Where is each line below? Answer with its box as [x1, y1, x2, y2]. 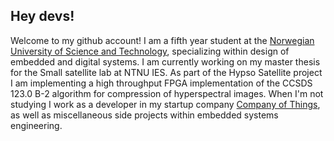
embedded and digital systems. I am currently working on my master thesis [10, 55, 321, 68]
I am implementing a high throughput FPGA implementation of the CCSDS [10, 77, 313, 89]
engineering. [10, 119, 63, 131]
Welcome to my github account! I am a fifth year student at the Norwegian [10, 34, 315, 46]
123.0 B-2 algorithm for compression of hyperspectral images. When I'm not [10, 87, 324, 99]
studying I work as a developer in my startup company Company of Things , [10, 98, 321, 110]
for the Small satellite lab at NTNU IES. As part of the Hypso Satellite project [10, 66, 323, 78]
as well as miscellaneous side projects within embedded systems [10, 109, 279, 121]
